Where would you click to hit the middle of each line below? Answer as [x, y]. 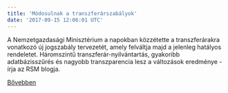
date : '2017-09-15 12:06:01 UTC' [55, 20]
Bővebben [22, 82]
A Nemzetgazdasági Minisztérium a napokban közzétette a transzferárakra [113, 39]
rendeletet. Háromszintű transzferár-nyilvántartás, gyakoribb [94, 54]
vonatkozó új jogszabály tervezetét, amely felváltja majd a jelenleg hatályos [114, 47]
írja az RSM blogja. [34, 69]
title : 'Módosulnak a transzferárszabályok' [72, 13]
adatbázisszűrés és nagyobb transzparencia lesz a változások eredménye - [115, 61]
